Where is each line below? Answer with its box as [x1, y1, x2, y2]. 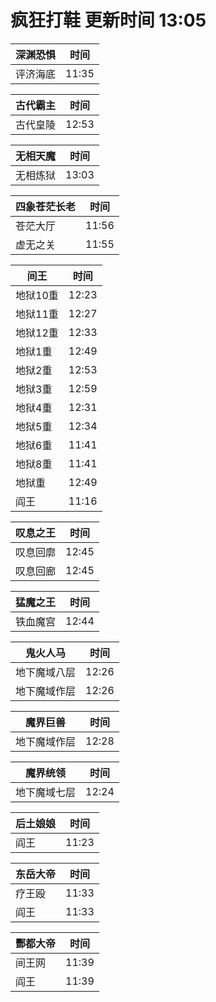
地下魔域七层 [15, 785, 77, 799]
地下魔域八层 [15, 665, 77, 679]
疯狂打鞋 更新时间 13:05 [10, 9, 207, 32]
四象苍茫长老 [15, 199, 77, 213]
